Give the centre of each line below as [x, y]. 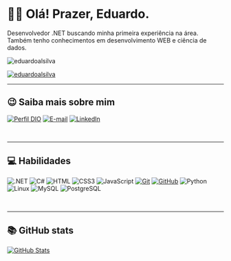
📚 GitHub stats [41, 230]
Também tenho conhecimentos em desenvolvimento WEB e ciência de [107, 40]
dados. [17, 47]
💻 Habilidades [39, 161]
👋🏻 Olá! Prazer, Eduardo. [78, 14]
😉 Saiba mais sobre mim [61, 102]
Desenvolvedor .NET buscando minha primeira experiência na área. [103, 33]
